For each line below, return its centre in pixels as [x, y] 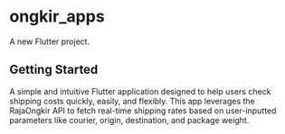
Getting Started [54, 70]
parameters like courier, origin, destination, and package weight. [129, 120]
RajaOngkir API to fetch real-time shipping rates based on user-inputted [143, 111]
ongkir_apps [57, 17]
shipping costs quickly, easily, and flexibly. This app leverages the [132, 101]
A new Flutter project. [50, 41]
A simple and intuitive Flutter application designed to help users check [140, 91]
